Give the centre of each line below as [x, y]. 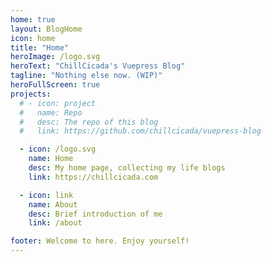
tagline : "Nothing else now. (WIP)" [86, 76]
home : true [33, 19]
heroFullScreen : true [55, 85]
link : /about [55, 223]
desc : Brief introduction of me [95, 214]
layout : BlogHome [46, 29]
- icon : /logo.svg [58, 149]
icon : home [33, 38]
